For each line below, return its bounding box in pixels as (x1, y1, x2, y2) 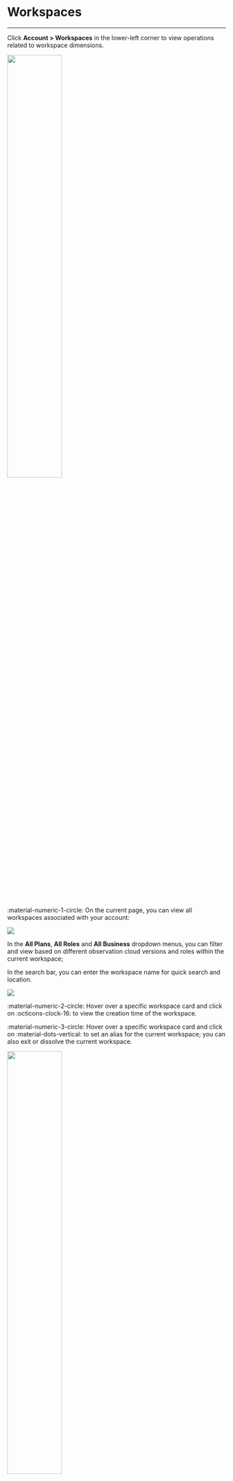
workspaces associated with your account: (7, 913, 130, 921)
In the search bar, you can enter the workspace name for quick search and (7, 968, 221, 976)
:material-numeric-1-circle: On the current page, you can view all (7, 906, 193, 914)
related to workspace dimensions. (7, 41, 104, 49)
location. (7, 975, 33, 984)
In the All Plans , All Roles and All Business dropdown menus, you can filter (7, 939, 223, 948)
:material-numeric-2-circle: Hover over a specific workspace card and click (7, 1002, 223, 1010)
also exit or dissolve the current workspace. (7, 1037, 132, 1045)
